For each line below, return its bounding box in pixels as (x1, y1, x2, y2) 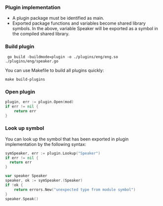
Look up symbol (5, 125, 44, 132)
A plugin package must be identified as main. (12, 15, 105, 21)
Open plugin (5, 88, 36, 95)
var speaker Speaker (5, 173, 48, 178)
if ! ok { (5, 182, 23, 187)
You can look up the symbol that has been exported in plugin (5, 136, 129, 142)
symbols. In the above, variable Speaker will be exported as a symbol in (12, 26, 158, 32)
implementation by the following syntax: (5, 141, 86, 147)
